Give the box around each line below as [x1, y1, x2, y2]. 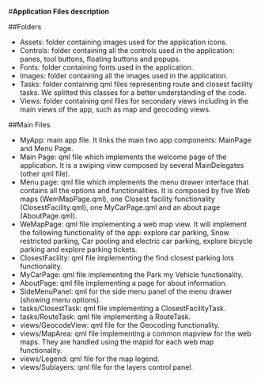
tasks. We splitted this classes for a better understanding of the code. [19, 88, 247, 97]
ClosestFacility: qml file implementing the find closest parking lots [19, 253, 235, 262]
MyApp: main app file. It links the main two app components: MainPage [19, 135, 252, 145]
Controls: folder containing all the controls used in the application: [19, 46, 235, 55]
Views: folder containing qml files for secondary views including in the [19, 97, 249, 105]
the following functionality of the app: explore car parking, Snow [19, 228, 229, 237]
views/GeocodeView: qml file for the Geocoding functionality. [19, 321, 220, 329]
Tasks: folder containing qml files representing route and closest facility [19, 79, 253, 89]
